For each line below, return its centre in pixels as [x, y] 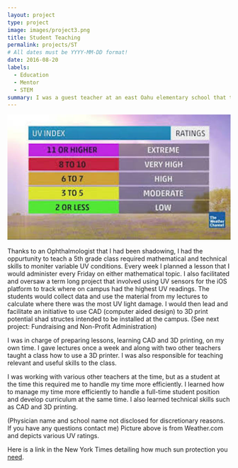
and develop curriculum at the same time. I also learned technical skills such [119, 399]
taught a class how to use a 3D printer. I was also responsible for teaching [115, 356]
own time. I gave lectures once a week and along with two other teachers [114, 348]
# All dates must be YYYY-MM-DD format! [68, 53]
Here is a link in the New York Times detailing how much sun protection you [118, 450]
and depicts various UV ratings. [53, 436]
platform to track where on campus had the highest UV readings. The [109, 289]
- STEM [23, 90]
